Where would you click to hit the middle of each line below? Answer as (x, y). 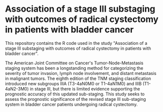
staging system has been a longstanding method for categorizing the (74, 68)
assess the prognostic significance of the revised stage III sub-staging (75, 99)
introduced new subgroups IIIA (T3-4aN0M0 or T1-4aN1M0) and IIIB (73, 83)
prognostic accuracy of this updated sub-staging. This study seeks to (75, 94)
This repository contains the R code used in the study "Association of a (76, 43)
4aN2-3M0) (17, 89)
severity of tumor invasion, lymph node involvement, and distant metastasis (81, 73)
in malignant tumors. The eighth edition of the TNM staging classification (78, 78)
